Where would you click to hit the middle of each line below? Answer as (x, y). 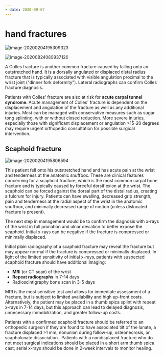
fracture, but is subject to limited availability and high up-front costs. (74, 297)
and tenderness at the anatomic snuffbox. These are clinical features (74, 175)
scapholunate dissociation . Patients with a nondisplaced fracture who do (79, 338)
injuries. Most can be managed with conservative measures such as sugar (80, 112)
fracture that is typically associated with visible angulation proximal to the (79, 77)
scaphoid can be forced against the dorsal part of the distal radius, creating (81, 191)
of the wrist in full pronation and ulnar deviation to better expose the (74, 227)
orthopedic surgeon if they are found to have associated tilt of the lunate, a (81, 328)
